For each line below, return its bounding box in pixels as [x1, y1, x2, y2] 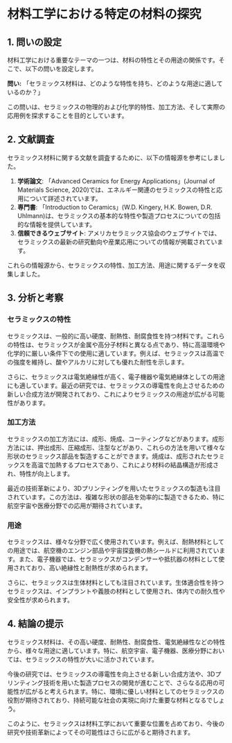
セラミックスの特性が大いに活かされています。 [25, 655, 158, 663]
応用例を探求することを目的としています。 [7, 112, 128, 119]
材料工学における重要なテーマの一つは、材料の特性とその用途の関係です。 [7, 56, 220, 64]
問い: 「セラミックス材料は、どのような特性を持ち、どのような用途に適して [7, 79, 223, 87]
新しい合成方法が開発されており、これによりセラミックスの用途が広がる [7, 390, 213, 398]
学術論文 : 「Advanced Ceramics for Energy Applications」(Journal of [17, 176, 215, 185]
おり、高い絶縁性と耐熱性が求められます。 [30, 564, 152, 572]
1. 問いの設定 [7, 36, 62, 48]
